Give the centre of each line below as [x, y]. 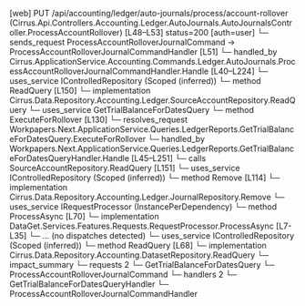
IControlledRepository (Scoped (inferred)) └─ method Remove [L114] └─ [145, 178]
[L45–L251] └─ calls [168, 158]
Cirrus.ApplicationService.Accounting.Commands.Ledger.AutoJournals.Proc [152, 61]
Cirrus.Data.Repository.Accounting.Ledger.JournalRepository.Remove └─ [147, 197]
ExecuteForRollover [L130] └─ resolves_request [99, 119]
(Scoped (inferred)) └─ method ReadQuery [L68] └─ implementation [138, 245]
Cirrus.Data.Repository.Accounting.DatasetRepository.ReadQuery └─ [139, 255]
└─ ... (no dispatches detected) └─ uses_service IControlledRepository [161, 235]
